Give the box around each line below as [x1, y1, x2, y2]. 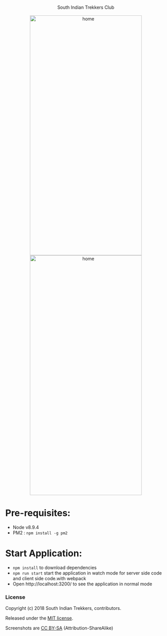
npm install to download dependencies [12, 564, 97, 571]
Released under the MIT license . [5, 615, 74, 621]
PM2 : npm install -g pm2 [12, 530, 68, 536]
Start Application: [5, 547, 82, 559]
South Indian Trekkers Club [57, 4, 115, 10]
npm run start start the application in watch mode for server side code [12, 569, 162, 576]
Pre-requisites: [5, 508, 70, 519]
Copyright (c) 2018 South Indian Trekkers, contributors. [5, 605, 122, 611]
